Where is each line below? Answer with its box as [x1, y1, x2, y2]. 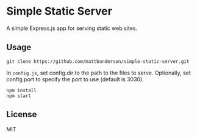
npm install [6, 87, 37, 93]
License [6, 109, 37, 120]
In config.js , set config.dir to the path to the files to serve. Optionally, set [6, 69, 191, 76]
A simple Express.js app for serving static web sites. [6, 24, 137, 32]
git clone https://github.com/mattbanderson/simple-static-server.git [6, 58, 190, 65]
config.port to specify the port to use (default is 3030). [6, 75, 145, 83]
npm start [6, 93, 32, 99]
